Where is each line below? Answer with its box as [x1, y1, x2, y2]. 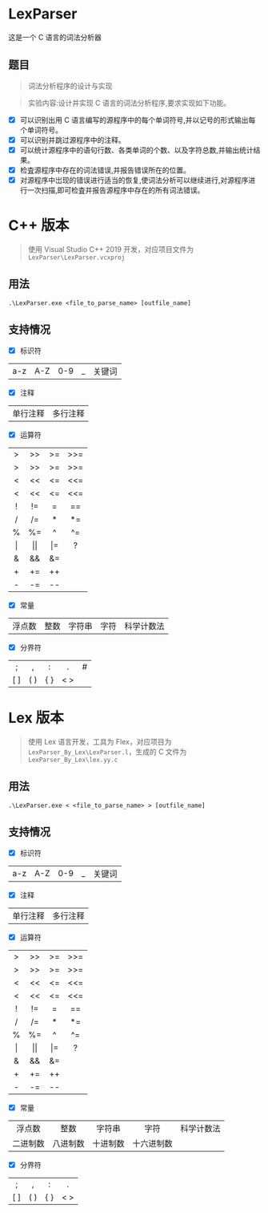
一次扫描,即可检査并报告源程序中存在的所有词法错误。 [26, 185, 205, 195]
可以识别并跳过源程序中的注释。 [19, 135, 126, 144]
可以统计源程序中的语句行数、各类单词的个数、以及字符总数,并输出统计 [19, 145, 254, 155]
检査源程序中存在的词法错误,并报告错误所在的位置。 [19, 165, 190, 175]
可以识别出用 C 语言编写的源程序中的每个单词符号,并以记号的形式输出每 [19, 115, 256, 124]
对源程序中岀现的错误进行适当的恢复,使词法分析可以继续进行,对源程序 [19, 176, 249, 185]
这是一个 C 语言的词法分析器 [8, 32, 102, 42]
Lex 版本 [8, 709, 64, 727]
